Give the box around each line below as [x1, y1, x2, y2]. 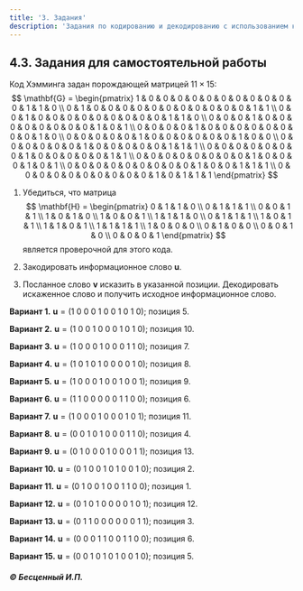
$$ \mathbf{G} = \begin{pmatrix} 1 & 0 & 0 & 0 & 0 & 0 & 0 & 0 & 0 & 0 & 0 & [11, 93, 292, 104]
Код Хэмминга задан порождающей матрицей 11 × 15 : [9, 78, 217, 90]
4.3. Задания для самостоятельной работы [9, 55, 268, 70]
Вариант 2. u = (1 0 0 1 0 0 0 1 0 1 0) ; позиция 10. [9, 324, 195, 335]
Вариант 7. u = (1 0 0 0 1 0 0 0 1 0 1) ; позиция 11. [9, 411, 192, 422]
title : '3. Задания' [9, 13, 87, 23]
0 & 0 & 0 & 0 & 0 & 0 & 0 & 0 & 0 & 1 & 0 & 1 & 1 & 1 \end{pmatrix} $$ [24, 170, 279, 180]
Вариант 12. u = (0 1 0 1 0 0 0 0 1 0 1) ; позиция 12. [9, 498, 198, 510]
